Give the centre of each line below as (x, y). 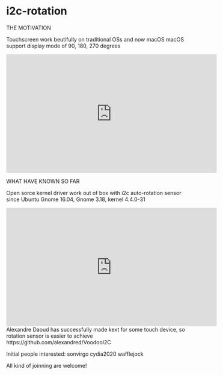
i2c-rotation (37, 11)
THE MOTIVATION (29, 28)
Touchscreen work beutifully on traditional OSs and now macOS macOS (95, 39)
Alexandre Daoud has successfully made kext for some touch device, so (96, 329)
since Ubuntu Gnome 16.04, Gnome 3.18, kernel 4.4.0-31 (76, 199)
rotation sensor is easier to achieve (50, 336)
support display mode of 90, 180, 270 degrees (63, 46)
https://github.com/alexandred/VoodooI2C (59, 342)
